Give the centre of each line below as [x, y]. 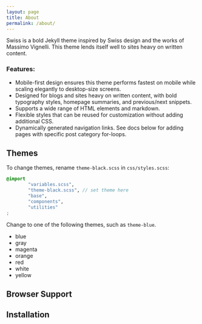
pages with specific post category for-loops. [71, 134]
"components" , [46, 201]
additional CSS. [34, 121]
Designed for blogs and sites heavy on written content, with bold [96, 95]
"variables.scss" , [51, 185]
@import [16, 179]
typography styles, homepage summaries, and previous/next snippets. [103, 102]
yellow [23, 275]
